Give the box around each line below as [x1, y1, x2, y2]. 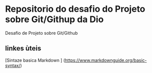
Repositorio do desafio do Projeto [5, 3, 146, 15]
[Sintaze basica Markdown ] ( [5, 57, 65, 63]
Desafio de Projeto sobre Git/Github [5, 30, 78, 36]
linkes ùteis [5, 44, 41, 52]
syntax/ [5, 62, 21, 68]
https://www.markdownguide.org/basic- [65, 57, 147, 63]
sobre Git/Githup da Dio [5, 14, 104, 25]
